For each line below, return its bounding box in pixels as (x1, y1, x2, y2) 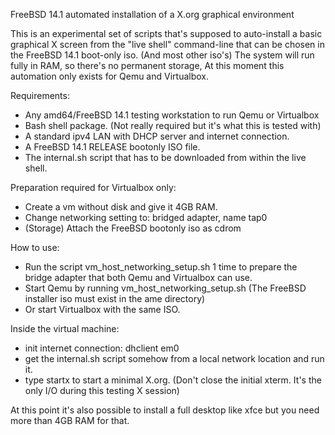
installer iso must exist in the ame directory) (24, 293, 206, 304)
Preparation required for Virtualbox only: (10, 182, 177, 193)
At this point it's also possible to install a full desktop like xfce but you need (10, 404, 320, 416)
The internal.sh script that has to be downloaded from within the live (24, 152, 307, 163)
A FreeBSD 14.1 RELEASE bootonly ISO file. (24, 141, 201, 153)
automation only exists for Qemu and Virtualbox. (10, 70, 209, 82)
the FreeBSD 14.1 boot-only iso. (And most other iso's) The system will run (10, 49, 315, 61)
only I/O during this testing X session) (24, 385, 180, 396)
